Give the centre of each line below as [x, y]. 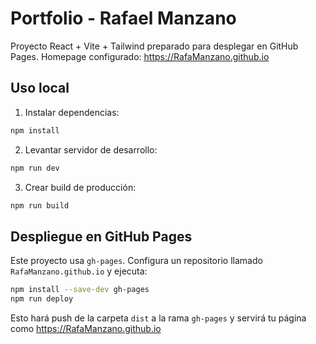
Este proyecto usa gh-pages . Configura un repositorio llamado [136, 261]
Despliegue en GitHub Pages [101, 236]
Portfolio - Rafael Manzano [123, 18]
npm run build [40, 205]
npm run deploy [42, 299]
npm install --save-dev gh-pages [80, 290]
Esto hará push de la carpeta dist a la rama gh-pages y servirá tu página [158, 318]
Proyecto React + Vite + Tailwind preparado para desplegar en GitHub [154, 46]
